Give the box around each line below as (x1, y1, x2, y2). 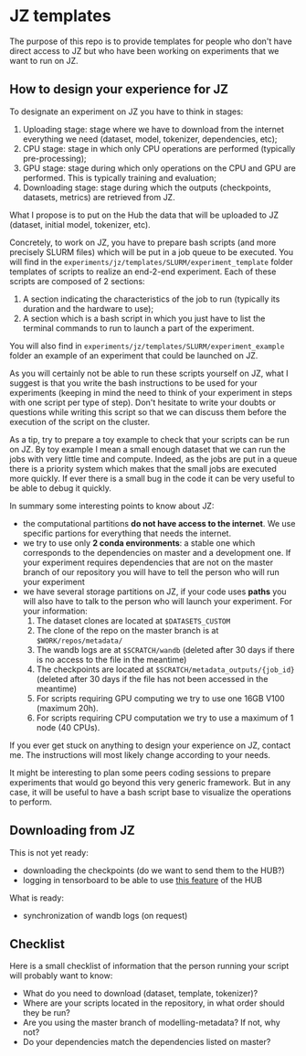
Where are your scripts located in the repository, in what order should (22, 997, 285, 1008)
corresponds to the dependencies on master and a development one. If (22, 547, 291, 558)
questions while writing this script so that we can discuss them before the (9, 406, 287, 417)
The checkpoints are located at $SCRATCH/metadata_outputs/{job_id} (36, 664, 295, 675)
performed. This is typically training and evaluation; (22, 172, 216, 183)
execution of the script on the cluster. (9, 416, 151, 427)
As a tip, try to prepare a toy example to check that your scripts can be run (9, 433, 290, 444)
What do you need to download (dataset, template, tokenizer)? (22, 988, 259, 999)
